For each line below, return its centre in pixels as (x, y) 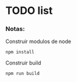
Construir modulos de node (38, 41)
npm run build (23, 74)
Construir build (23, 63)
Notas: (15, 29)
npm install (20, 52)
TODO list (29, 11)
